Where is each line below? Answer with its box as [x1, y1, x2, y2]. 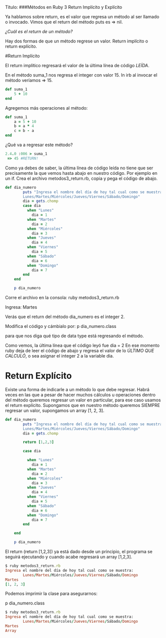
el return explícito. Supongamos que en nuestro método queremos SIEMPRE [5, 402, 161, 408]
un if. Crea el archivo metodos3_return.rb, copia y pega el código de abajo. [5, 175, 158, 181]
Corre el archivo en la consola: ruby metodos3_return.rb [5, 295, 120, 300]
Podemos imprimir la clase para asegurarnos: [5, 591, 98, 597]
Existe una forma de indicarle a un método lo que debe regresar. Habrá [5, 386, 150, 392]
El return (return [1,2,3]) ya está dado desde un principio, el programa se [5, 549, 153, 555]
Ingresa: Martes [5, 304, 38, 310]
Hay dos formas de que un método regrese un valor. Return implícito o [5, 38, 148, 44]
